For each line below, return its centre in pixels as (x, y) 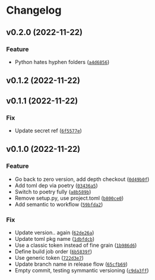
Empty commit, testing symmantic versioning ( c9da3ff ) (82, 270)
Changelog (34, 10)
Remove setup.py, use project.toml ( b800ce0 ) (69, 198)
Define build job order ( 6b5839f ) (53, 251)
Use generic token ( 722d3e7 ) (49, 257)
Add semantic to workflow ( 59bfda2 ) (59, 204)
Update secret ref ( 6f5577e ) (48, 131)
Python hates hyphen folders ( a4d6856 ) (62, 62)
